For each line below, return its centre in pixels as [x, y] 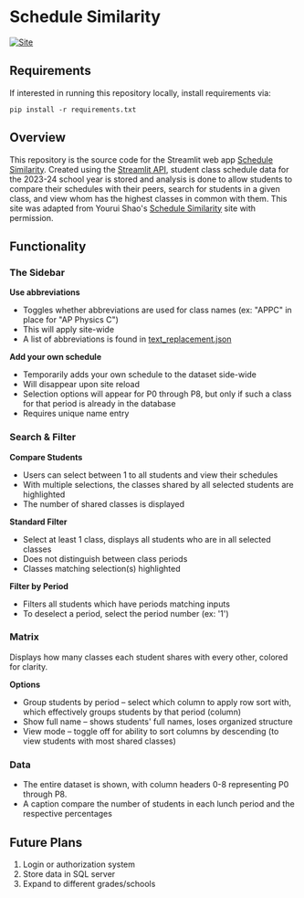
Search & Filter [42, 438]
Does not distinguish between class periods [105, 558]
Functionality [48, 246]
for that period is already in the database [99, 404]
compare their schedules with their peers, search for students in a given [145, 188]
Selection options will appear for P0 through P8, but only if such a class [157, 394]
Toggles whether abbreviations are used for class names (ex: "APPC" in [157, 310]
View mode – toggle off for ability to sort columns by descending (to [151, 731]
